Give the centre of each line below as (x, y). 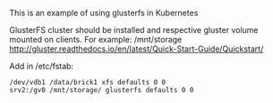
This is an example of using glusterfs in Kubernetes (104, 13)
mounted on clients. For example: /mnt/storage (96, 40)
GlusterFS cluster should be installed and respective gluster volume (134, 30)
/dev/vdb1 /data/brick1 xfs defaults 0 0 (88, 83)
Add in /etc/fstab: (42, 66)
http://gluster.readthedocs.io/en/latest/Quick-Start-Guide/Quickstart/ (136, 49)
